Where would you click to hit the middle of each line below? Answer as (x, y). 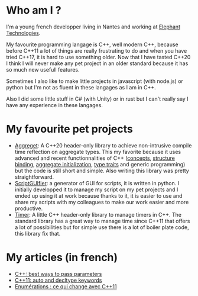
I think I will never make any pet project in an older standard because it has (97, 63)
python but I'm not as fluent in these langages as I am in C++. (81, 87)
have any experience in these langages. (55, 105)
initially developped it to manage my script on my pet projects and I (96, 189)
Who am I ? (34, 10)
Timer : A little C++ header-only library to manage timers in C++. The (98, 214)
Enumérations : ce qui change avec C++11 (66, 286)
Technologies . (23, 33)
